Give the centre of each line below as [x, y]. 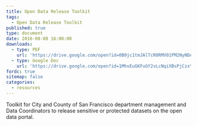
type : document [25, 33]
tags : [13, 17]
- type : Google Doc [35, 60]
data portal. [20, 117]
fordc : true [21, 71]
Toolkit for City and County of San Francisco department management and [96, 104]
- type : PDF [26, 50]
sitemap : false [25, 77]
